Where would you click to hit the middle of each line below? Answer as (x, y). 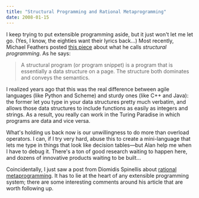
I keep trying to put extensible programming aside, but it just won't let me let (100, 34)
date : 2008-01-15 (28, 17)
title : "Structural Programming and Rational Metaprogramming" (86, 12)
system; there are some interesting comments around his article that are (95, 182)
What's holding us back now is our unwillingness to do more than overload (98, 132)
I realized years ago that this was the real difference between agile (88, 89)
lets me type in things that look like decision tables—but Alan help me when (99, 145)
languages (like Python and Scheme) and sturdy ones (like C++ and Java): (97, 95)
